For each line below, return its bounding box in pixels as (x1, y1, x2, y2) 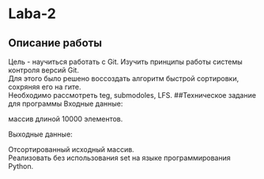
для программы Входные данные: (8, 99, 123, 108)
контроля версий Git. (8, 65, 79, 75)
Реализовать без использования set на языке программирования (8, 153, 231, 162)
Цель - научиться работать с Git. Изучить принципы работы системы (8, 57, 243, 66)
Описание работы (8, 36, 103, 50)
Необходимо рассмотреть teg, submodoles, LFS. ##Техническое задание (8, 91, 257, 99)
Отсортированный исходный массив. (8, 145, 134, 154)
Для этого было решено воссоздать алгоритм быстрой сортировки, (8, 74, 239, 83)
